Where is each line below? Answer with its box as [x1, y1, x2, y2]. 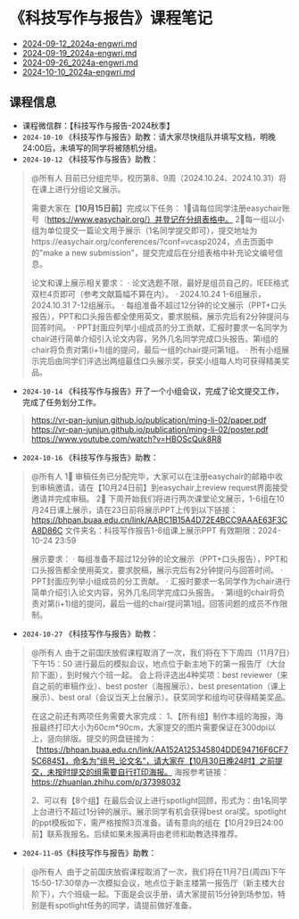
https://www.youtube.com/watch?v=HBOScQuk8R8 [30, 434, 222, 444]
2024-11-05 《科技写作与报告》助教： [21, 847, 157, 857]
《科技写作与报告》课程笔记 [9, 8, 213, 29]
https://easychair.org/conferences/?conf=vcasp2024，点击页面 [30, 236, 266, 246]
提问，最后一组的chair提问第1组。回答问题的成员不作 [86, 598, 280, 609]
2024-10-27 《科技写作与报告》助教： [21, 628, 159, 639]
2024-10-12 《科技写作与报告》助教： [21, 153, 159, 164]
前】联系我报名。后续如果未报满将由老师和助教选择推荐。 [30, 828, 243, 839]
